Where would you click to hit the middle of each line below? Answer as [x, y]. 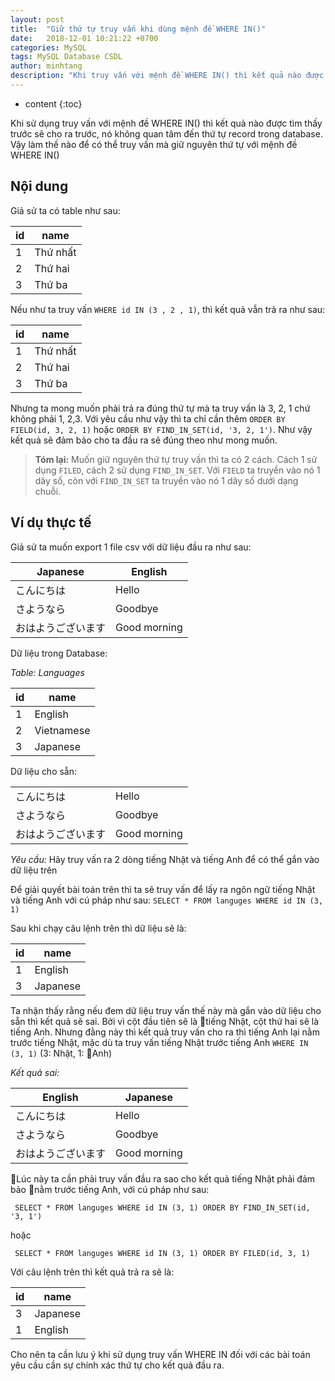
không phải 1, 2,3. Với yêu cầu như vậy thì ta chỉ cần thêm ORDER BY [148, 418]
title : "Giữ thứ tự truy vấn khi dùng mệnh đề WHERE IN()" [138, 29]
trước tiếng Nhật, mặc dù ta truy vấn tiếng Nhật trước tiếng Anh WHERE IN [159, 1042]
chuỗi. [48, 491]
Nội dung [39, 186]
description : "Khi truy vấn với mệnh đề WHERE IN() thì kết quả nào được [167, 76]
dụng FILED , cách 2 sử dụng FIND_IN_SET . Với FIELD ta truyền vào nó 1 [177, 470]
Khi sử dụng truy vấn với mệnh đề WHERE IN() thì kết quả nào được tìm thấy [166, 123]
